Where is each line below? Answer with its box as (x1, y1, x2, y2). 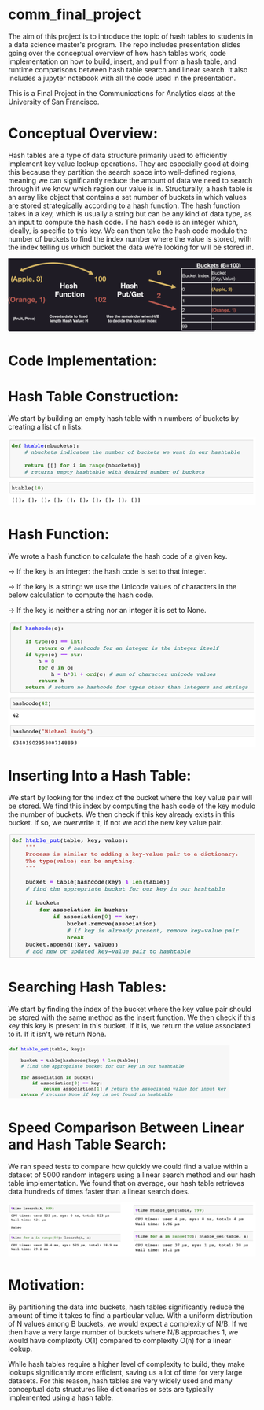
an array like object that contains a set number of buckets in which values (8, 192, 247, 201)
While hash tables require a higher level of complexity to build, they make (8, 1359, 246, 1368)
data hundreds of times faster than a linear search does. (8, 1187, 190, 1196)
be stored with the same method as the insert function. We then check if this (8, 1013, 256, 1022)
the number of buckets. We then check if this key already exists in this (8, 809, 236, 819)
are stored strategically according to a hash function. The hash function (8, 201, 240, 210)
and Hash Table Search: (8, 1135, 167, 1153)
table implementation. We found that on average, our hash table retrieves (8, 1178, 245, 1187)
